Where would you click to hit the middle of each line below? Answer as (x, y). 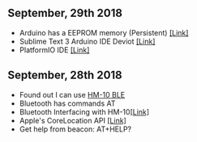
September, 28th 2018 (65, 75)
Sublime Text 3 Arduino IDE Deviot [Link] (87, 41)
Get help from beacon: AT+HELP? (75, 129)
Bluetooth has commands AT (67, 103)
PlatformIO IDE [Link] (54, 50)
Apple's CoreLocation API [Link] (73, 120)
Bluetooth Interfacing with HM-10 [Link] (84, 111)
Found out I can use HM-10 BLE (72, 94)
